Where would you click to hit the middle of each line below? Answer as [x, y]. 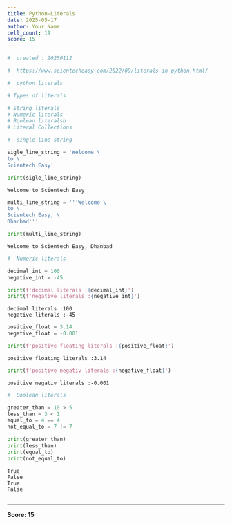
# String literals [33, 108]
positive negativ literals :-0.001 [58, 383]
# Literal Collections [40, 128]
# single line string [40, 140]
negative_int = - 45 [35, 277]
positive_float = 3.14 [40, 327]
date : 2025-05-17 [32, 20]
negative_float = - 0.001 [43, 334]
